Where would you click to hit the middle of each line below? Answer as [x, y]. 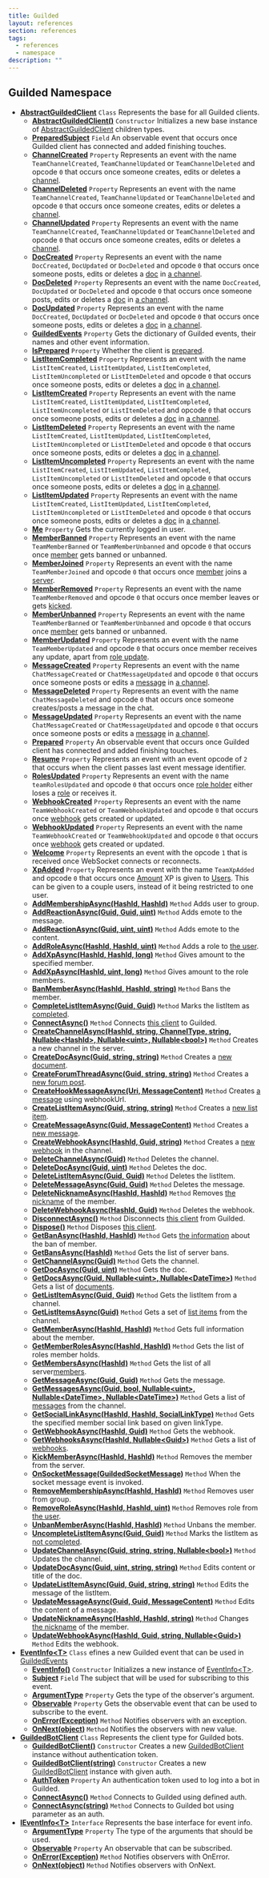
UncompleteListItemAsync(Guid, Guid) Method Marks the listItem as [145, 1533]
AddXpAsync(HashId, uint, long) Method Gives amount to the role [140, 971]
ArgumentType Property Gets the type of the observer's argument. [143, 1695]
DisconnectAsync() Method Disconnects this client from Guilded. [139, 1218]
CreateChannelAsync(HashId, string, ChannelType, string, [132, 1031]
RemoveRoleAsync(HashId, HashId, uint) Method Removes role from [145, 1507]
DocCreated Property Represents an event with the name [127, 256]
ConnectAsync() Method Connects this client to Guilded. [124, 1023]
